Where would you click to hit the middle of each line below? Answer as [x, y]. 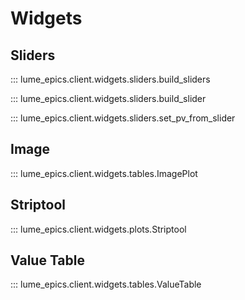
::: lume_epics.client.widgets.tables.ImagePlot [104, 173]
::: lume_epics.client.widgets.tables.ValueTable [106, 284]
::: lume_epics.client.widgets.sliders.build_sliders [110, 79]
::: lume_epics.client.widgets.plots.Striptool [98, 229]
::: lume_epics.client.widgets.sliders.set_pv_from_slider [123, 118]
